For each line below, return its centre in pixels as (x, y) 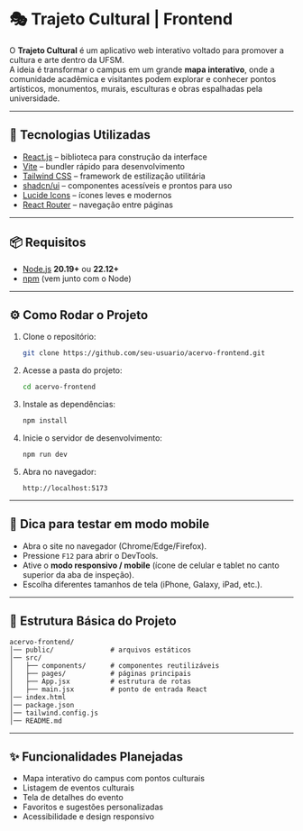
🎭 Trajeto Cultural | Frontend (121, 19)
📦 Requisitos (48, 243)
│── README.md (36, 721)
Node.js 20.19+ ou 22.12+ (71, 269)
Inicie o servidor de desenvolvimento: (92, 438)
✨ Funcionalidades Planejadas (96, 757)
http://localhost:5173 (65, 488)
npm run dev (45, 454)
